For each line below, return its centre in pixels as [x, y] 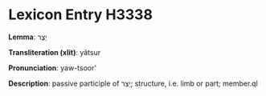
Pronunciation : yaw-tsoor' [53, 68]
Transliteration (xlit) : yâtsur [55, 52]
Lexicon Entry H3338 [80, 15]
